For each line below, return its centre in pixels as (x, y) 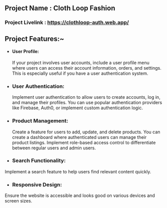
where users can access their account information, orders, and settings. (87, 68)
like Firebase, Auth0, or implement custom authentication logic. (77, 108)
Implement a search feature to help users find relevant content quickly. (78, 171)
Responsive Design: (37, 184)
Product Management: (40, 121)
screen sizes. (18, 201)
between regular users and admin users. (54, 148)
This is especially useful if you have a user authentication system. (80, 73)
